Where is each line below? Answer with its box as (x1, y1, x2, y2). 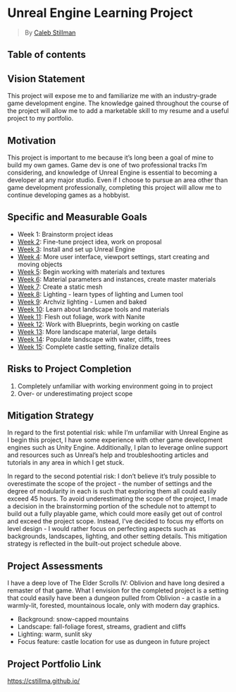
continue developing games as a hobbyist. (7, 191, 130, 199)
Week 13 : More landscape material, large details (17, 327, 157, 336)
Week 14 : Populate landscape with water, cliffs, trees (17, 335, 171, 343)
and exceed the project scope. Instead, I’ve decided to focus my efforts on (7, 517, 224, 525)
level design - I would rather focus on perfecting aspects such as (7, 525, 197, 533)
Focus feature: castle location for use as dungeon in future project (17, 638, 210, 646)
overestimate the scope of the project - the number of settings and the (7, 479, 213, 488)
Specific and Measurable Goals (7, 211, 148, 223)
